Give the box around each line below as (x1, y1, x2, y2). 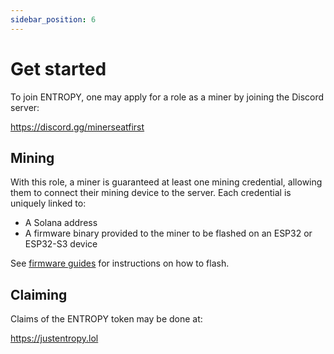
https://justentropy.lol (10, 332, 99, 345)
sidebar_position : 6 (10, 14, 97, 25)
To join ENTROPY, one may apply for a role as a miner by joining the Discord (10, 91, 325, 103)
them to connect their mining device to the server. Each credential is (10, 187, 292, 199)
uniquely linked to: (10, 197, 87, 210)
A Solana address (24, 217, 98, 229)
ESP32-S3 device (24, 238, 98, 250)
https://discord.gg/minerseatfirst (10, 121, 145, 133)
